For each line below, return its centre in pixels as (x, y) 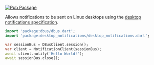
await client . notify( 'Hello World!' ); (44, 54)
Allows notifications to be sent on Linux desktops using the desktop (73, 17)
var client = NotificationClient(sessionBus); (53, 49)
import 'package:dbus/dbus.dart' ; (40, 31)
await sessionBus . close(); (33, 58)
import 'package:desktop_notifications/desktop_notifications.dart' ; (77, 36)
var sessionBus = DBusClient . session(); (47, 44)
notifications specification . (32, 22)
